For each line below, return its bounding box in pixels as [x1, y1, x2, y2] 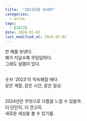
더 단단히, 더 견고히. [5, 104, 43, 110]
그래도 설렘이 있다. [5, 61, 41, 67]
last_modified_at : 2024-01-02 [5, 35, 67, 40]
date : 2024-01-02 [5, 30, 41, 35]
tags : [5, 21, 16, 26]
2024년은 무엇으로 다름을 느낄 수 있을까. [5, 98, 82, 104]
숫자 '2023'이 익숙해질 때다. [5, 76, 59, 82]
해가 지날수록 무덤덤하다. [5, 54, 52, 60]
